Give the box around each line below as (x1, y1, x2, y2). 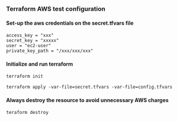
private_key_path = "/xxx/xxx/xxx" (6, 48, 94, 54)
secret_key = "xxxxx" (6, 38, 60, 44)
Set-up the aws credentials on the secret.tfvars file (6, 19, 134, 27)
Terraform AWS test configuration (6, 5, 106, 13)
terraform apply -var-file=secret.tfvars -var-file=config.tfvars (6, 84, 173, 90)
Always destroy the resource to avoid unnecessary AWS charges (6, 96, 169, 103)
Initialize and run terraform (6, 60, 74, 67)
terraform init (6, 73, 44, 80)
